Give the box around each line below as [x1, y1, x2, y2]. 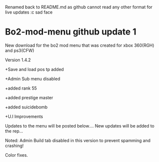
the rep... [5, 128, 23, 134]
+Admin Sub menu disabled [5, 75, 61, 82]
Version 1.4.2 [5, 57, 31, 63]
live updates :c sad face [5, 9, 53, 15]
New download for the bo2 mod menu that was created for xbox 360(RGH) [5, 42, 155, 48]
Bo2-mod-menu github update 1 [5, 26, 137, 37]
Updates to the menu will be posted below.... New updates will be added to [5, 123, 155, 128]
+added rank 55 [5, 85, 37, 91]
